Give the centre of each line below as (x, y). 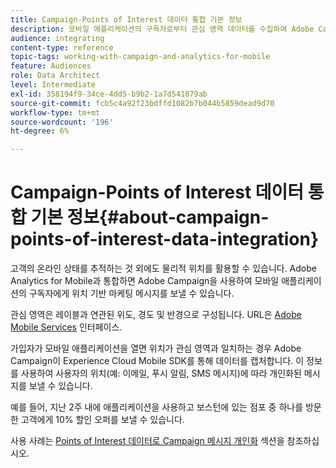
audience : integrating (57, 38)
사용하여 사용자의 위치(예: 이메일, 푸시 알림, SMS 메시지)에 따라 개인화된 (161, 373)
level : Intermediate (53, 85)
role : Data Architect (55, 76)
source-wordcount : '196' (62, 122)
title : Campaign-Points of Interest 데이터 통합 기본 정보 (126, 19)
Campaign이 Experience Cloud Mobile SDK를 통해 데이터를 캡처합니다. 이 (157, 361)
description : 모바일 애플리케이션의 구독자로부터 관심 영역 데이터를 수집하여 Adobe (162, 29)
